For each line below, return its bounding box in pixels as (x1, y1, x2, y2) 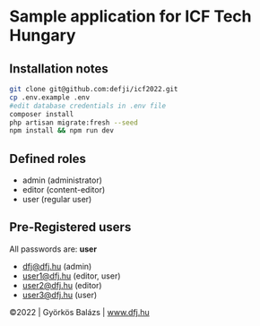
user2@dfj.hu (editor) (22, 279, 102, 290)
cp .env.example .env (9, 92, 91, 102)
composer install (9, 109, 74, 118)
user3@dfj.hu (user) (22, 289, 98, 300)
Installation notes (9, 61, 109, 76)
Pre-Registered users (9, 219, 132, 235)
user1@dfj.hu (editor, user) (22, 270, 121, 281)
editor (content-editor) (22, 184, 106, 195)
